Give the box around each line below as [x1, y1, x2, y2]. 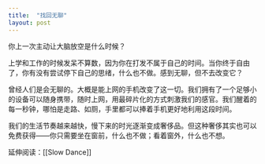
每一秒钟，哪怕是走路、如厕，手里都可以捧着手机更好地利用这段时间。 [8, 104, 237, 114]
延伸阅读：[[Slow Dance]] [8, 147, 92, 157]
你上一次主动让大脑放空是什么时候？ [8, 41, 126, 51]
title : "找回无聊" [8, 11, 68, 20]
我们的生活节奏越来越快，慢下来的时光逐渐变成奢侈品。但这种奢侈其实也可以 [8, 121, 257, 130]
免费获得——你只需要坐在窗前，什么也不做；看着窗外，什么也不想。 [8, 130, 230, 140]
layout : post [8, 19, 51, 27]
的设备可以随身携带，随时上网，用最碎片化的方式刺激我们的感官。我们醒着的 [8, 94, 257, 104]
